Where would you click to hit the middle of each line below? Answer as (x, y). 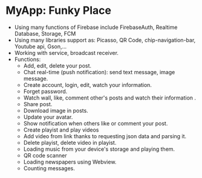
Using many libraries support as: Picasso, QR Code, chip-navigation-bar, (105, 40)
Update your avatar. (48, 117)
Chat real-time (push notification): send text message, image (99, 72)
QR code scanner (45, 155)
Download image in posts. (56, 110)
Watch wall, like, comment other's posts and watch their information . (110, 98)
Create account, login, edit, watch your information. (88, 84)
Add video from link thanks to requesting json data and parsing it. (105, 136)
